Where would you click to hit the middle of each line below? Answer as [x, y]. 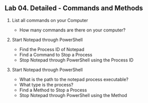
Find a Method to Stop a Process [53, 90]
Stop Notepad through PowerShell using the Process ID [76, 60]
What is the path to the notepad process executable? [74, 79]
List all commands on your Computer [50, 20]
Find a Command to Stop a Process [56, 54]
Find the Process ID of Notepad [52, 49]
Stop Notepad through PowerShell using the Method [73, 95]
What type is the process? [46, 84]
